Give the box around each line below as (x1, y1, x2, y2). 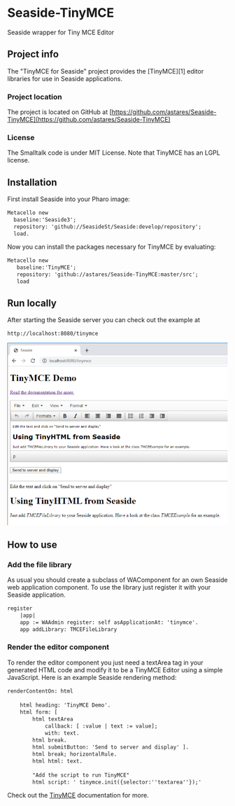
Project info (7, 48, 59, 60)
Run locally (7, 297, 57, 309)
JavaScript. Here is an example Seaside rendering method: (7, 673, 177, 681)
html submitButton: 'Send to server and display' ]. (32, 744, 190, 751)
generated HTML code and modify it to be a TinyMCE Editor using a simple (7, 665, 223, 674)
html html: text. (32, 758, 83, 765)
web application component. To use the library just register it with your (7, 583, 211, 592)
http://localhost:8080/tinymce (7, 330, 99, 337)
